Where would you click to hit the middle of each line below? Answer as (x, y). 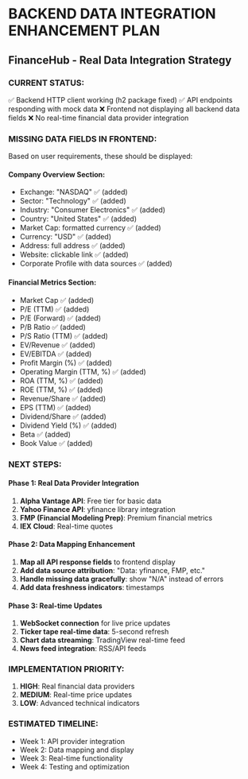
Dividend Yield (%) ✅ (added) (68, 425)
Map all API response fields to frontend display (98, 562)
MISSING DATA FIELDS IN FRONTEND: (83, 138)
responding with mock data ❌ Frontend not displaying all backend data (124, 109)
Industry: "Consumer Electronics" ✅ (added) (92, 210)
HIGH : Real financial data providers (77, 686)
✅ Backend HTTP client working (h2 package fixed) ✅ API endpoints (120, 99)
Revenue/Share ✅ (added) (62, 398)
